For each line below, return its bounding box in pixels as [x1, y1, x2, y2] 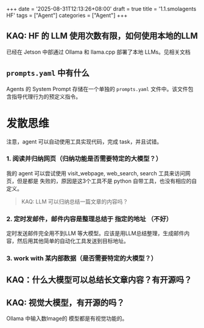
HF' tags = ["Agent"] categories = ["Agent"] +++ [6, 12, 128, 19]
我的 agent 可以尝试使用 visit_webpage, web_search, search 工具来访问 [6, 169, 186, 177]
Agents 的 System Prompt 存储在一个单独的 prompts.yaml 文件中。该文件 [6, 85, 188, 92]
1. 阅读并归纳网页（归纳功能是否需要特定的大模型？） [6, 155, 163, 163]
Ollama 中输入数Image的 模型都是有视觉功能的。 [6, 315, 128, 323]
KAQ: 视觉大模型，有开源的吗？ [6, 297, 125, 308]
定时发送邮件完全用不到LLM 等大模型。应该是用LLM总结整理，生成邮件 [6, 230, 185, 237]
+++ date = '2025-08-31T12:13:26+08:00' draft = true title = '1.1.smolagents [6, 5, 197, 12]
